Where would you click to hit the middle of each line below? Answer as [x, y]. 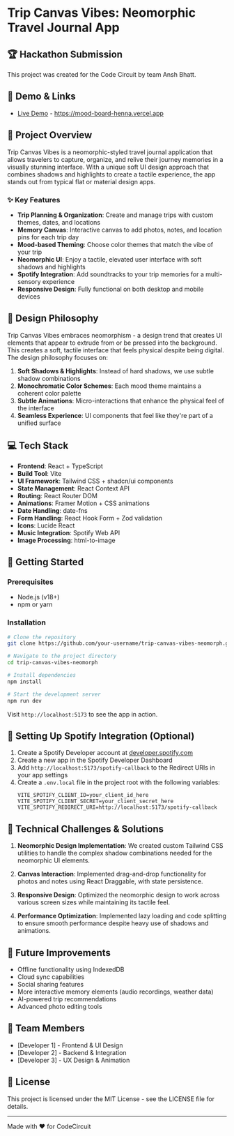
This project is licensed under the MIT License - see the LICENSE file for [111, 1099]
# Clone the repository [42, 637]
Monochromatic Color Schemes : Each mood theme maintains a [109, 386]
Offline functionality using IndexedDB [71, 969]
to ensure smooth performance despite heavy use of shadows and [113, 923]
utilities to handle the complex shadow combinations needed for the [115, 853]
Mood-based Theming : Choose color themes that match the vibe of [115, 244]
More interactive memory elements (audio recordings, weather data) [115, 992]
